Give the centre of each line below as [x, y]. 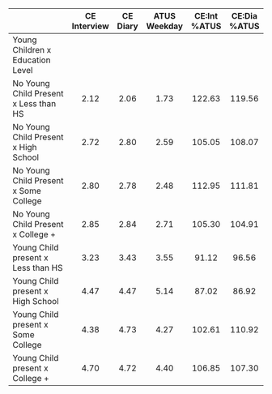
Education [32, 60]
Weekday [165, 26]
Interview [90, 26]
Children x [32, 50]
